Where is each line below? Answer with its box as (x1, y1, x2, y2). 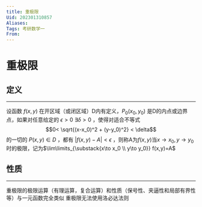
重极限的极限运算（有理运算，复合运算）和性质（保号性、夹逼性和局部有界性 (6, 187, 196, 194)
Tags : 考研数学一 (6, 25, 45, 32)
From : (6, 31, 20, 37)
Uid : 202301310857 (6, 14, 52, 20)
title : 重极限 (6, 8, 39, 15)
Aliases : (6, 20, 28, 26)
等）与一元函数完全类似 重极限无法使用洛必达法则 (6, 194, 129, 202)
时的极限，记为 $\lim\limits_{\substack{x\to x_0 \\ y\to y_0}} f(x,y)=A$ (6, 144, 176, 152)
